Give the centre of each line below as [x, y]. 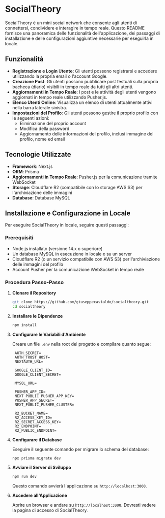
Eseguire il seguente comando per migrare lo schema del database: [81, 449]
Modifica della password [44, 129]
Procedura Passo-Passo [34, 282]
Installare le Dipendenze [37, 316]
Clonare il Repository [34, 293]
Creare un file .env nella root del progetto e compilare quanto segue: [82, 344]
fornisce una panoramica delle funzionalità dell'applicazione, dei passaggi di [82, 33]
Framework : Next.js [32, 166]
